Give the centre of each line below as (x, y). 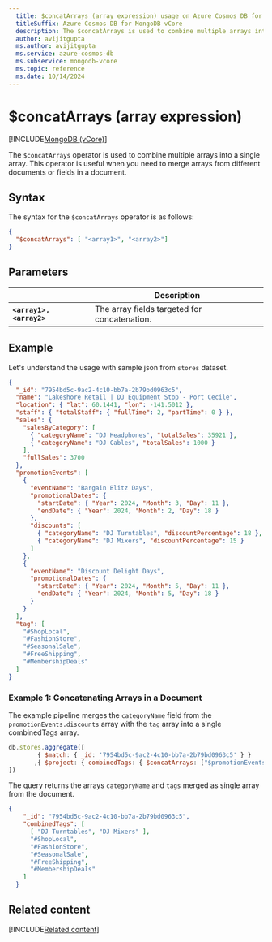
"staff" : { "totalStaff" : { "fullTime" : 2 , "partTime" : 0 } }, (125, 413)
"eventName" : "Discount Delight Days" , (97, 571)
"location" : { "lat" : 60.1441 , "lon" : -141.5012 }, (105, 405)
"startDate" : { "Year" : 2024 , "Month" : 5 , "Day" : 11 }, (134, 586)
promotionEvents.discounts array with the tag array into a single (115, 724)
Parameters (38, 272)
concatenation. (123, 319)
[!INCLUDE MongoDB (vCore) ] (58, 139)
